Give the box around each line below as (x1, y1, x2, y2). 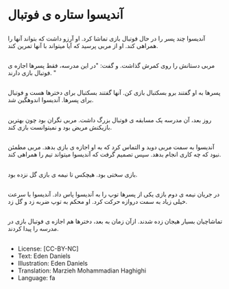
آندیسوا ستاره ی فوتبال (8, 7, 123, 23)
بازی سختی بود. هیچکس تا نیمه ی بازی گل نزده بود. (8, 170, 138, 178)
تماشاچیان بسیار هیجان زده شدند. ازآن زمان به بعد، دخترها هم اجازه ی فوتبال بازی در (8, 217, 223, 226)
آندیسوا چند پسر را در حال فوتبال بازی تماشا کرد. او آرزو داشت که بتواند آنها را (8, 34, 206, 43)
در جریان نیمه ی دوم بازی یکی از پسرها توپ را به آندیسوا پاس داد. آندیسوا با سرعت (8, 189, 220, 198)
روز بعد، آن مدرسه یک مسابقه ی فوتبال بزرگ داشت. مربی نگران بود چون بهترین (8, 115, 212, 124)
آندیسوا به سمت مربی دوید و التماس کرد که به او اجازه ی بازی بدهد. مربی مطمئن (8, 143, 215, 151)
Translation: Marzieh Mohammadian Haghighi (17, 266, 147, 275)
